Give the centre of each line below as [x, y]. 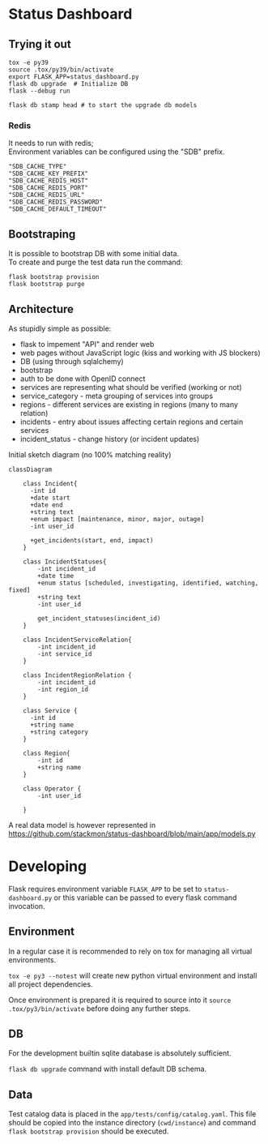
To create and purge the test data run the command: [96, 262]
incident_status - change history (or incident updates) [110, 439]
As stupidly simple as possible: [60, 328]
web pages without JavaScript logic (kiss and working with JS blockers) [140, 353]
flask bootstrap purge [47, 285]
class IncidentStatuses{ [65, 561]
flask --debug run [39, 91]
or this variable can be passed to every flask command [145, 898]
